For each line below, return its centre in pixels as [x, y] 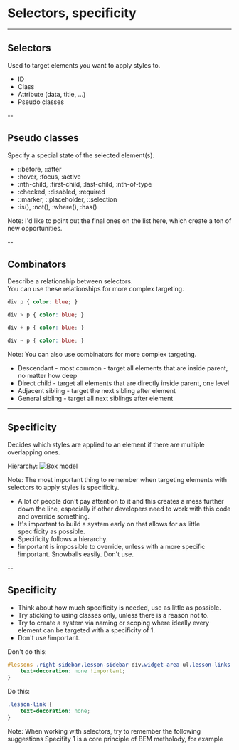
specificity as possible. [51, 531]
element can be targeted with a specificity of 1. [86, 630]
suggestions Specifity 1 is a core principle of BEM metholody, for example [115, 739]
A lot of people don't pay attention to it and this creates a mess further [121, 501]
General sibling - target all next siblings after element [95, 398]
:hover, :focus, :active [49, 177]
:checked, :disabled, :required [61, 192]
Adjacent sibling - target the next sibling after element [97, 390]
